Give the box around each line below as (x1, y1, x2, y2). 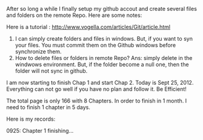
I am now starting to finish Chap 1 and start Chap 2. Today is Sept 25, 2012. (6, 79, 194, 86)
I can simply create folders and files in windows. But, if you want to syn (15, 35, 193, 42)
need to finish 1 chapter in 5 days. (6, 104, 91, 111)
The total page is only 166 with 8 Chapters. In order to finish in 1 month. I (6, 97, 187, 104)
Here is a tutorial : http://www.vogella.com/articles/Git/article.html (6, 24, 171, 30)
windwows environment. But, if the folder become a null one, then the (15, 61, 189, 68)
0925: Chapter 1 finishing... (6, 127, 74, 134)
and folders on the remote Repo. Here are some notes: (6, 12, 142, 19)
